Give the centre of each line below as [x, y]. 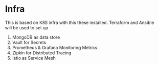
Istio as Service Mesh [34, 58]
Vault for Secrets [29, 42]
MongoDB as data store [36, 37]
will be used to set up [27, 27]
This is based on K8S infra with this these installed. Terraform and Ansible [79, 22]
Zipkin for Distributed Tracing [42, 53]
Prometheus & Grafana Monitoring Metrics [55, 47]
